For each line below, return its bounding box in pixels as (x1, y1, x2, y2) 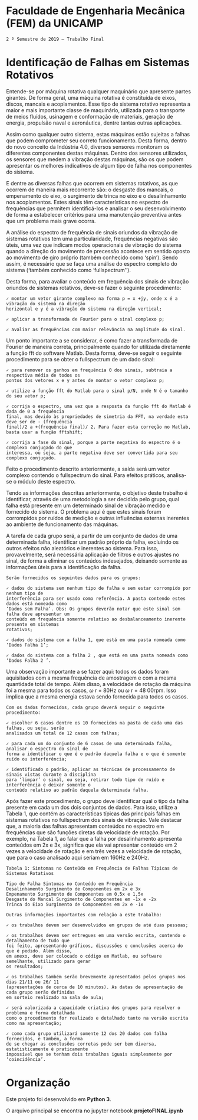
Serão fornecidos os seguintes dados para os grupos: (6, 574, 141, 581)
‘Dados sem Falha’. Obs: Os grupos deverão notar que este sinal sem (6, 606, 181, 612)
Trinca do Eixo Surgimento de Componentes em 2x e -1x (6, 902, 144, 907)
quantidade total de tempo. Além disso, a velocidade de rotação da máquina (6, 680, 192, 687)
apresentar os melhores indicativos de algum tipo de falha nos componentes (6, 162, 192, 169)
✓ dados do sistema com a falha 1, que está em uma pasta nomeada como (6, 636, 186, 643)
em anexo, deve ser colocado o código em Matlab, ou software (6, 953, 162, 959)
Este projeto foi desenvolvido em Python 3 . (6, 1095, 111, 1102)
